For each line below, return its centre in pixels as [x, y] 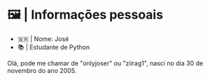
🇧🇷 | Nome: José [43, 39]
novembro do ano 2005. [42, 70]
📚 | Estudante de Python [54, 47]
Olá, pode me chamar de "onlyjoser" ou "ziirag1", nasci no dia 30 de [105, 63]
